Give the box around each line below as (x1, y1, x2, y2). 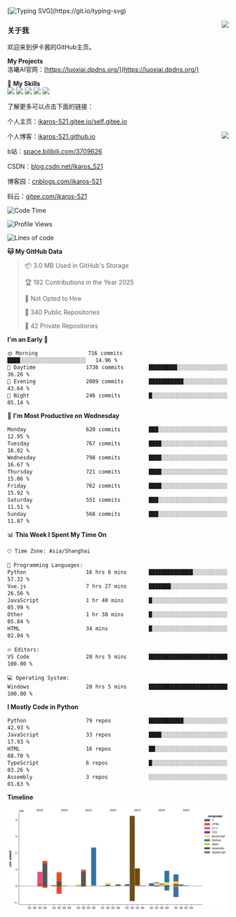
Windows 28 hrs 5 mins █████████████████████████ (7, 684, 228, 691)
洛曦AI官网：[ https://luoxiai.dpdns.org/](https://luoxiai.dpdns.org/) (7, 66, 199, 74)
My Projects (7, 57, 44, 66)
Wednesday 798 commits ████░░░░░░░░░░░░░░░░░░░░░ (7, 455, 228, 462)
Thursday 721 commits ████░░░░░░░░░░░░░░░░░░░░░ (7, 469, 228, 476)
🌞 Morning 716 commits (7, 350, 123, 357)
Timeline (7, 793, 34, 801)
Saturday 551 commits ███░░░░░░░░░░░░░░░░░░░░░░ (7, 497, 228, 504)
